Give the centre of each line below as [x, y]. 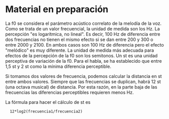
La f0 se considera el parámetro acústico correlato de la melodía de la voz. [83, 23]
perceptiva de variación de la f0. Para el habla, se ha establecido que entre [84, 61]
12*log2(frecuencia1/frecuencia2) [46, 111]
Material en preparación [57, 9]
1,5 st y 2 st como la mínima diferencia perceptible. [58, 66]
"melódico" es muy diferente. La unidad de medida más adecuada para [80, 50]
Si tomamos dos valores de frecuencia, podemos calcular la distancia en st [84, 76]
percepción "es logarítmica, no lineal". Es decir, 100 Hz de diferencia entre [83, 34]
